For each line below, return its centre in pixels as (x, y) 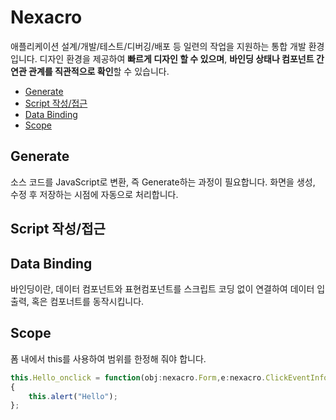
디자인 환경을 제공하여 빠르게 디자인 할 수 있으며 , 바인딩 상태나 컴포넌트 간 (182, 58)
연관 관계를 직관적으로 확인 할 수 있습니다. (90, 71)
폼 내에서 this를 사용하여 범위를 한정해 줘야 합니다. (108, 358)
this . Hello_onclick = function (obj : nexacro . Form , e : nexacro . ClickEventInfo (169, 377)
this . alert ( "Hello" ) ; (73, 396)
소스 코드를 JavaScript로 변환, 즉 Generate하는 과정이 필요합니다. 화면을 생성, (163, 182)
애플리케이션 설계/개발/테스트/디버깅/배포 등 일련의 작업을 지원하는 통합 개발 (158, 46)
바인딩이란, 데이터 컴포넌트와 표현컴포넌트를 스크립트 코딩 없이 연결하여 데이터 (162, 288)
